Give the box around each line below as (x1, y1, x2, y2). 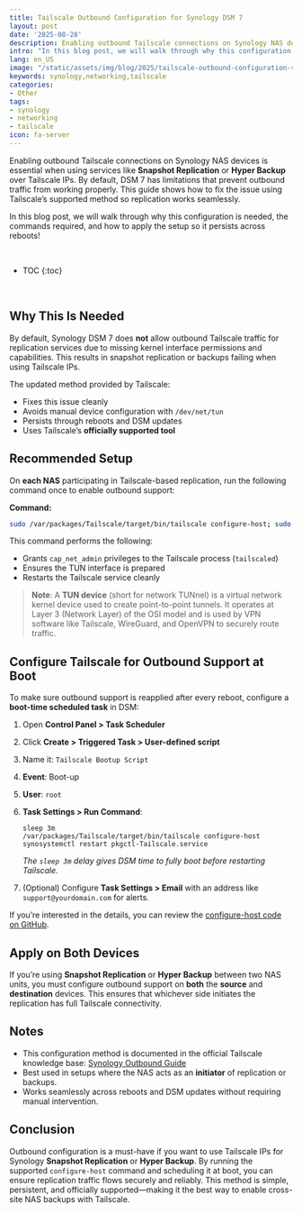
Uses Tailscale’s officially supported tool (22, 424, 176, 435)
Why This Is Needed (9, 308, 125, 324)
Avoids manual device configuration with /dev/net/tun (22, 406, 224, 416)
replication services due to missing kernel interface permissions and (9, 342, 262, 352)
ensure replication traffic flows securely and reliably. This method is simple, (9, 1174, 289, 1185)
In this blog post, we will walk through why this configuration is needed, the (9, 211, 289, 222)
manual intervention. (22, 1096, 99, 1107)
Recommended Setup (9, 451, 133, 467)
